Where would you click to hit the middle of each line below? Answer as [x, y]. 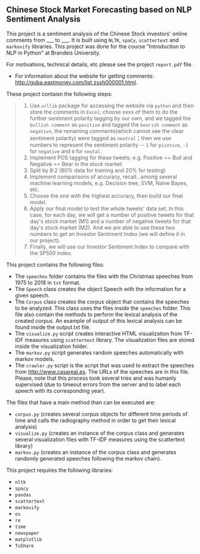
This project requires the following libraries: [60, 470]
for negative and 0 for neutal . [66, 151]
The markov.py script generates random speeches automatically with [99, 352]
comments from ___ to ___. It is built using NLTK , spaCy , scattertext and [93, 40]
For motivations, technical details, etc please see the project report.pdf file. [99, 64]
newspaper [27, 533]
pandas [23, 495]
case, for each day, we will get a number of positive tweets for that [112, 214]
